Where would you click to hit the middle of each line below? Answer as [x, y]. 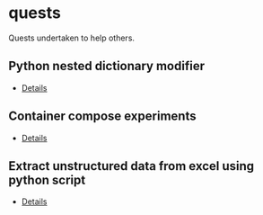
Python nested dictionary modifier [107, 66]
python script [47, 179]
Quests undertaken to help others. [72, 38]
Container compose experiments [102, 116]
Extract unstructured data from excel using [131, 166]
